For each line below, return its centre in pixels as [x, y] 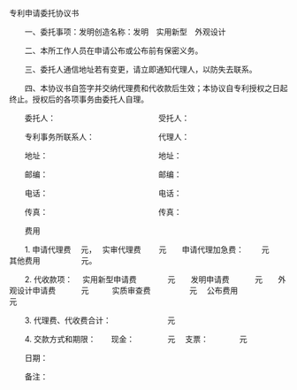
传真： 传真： [103, 212]
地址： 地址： [103, 156]
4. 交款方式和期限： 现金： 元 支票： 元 [136, 339]
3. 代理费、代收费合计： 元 [100, 320]
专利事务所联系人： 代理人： [107, 137]
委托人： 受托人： [107, 118]
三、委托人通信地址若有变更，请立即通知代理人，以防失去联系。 [141, 69]
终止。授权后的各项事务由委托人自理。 [77, 99]
